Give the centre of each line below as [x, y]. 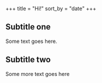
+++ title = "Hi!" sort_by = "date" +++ [51, 9]
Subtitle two [28, 60]
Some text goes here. [31, 41]
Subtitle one [28, 27]
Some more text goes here [38, 74]
